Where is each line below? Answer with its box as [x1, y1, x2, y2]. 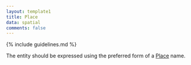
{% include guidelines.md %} [6, 41, 77, 48]
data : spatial [6, 19, 41, 25]
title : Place [6, 14, 38, 20]
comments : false [6, 25, 46, 31]
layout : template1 [6, 8, 51, 15]
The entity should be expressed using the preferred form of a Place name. [6, 52, 186, 59]
